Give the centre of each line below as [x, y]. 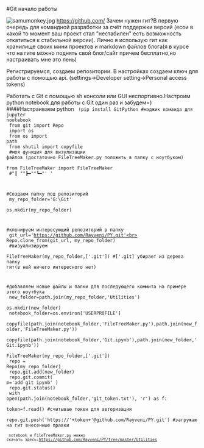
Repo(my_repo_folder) [34, 367]
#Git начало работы [32, 9]
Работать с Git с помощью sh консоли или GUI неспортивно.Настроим [98, 96]
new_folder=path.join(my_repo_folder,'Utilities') [74, 297]
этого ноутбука [26, 292]
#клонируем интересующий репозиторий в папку [65, 230]
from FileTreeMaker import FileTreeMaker [60, 168]
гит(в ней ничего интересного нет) [51, 267]
